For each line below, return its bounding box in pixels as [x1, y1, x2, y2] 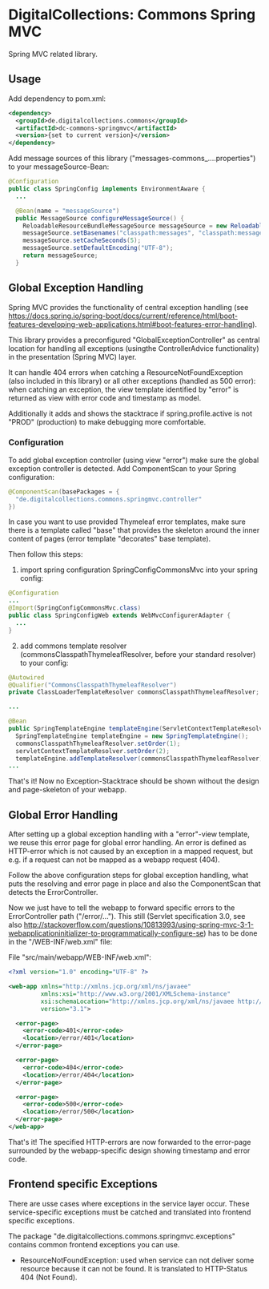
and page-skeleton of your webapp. [8, 785, 127, 795]
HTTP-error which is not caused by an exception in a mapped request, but [8, 847, 254, 856]
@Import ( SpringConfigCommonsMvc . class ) [8, 604, 142, 612]
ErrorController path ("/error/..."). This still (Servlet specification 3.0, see [8, 912, 246, 921]
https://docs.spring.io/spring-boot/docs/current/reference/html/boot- [8, 311, 239, 320]
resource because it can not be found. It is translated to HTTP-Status [19, 1263, 248, 1273]
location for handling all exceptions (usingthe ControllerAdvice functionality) [8, 343, 259, 353]
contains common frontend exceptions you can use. [8, 1239, 180, 1249]
